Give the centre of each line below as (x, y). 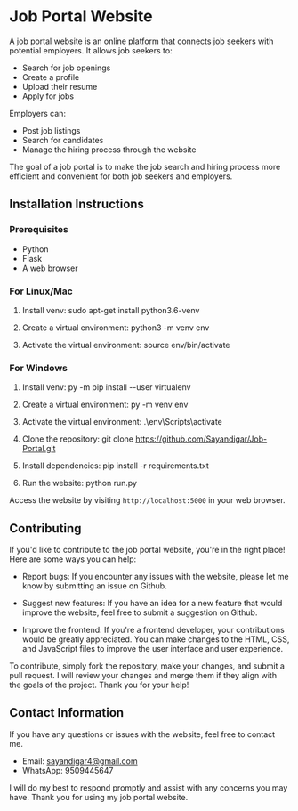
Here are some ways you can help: (73, 559)
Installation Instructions (77, 204)
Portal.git (39, 449)
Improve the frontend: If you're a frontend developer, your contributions (153, 630)
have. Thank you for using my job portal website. (99, 797)
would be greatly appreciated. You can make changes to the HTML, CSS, (156, 639)
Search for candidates (63, 140)
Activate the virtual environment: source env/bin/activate (126, 345)
